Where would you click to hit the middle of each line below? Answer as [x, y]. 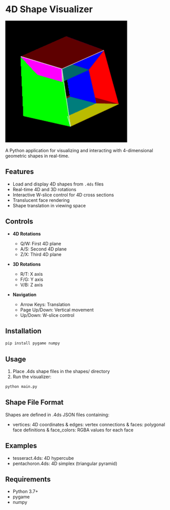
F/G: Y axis [32, 279]
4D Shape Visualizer [49, 9]
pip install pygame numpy [32, 343]
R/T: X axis [31, 274]
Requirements [28, 479]
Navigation [24, 295]
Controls [19, 222]
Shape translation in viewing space [49, 205]
